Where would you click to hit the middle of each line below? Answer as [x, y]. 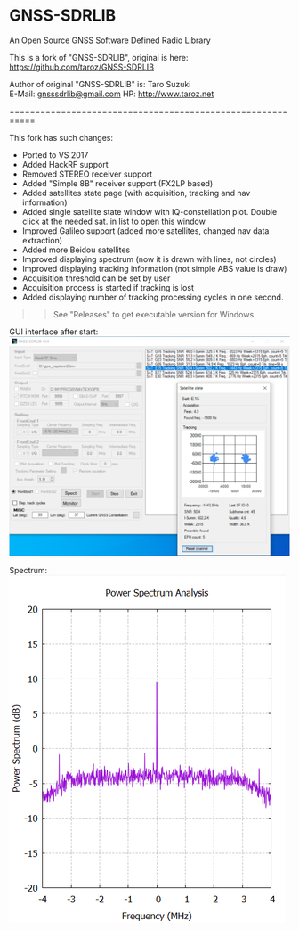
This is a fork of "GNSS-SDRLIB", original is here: [99, 57]
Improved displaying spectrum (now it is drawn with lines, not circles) [149, 259]
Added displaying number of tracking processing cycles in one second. [153, 297]
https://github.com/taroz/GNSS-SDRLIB [81, 67]
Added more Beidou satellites [76, 250]
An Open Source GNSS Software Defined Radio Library [110, 40]
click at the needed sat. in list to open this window [114, 221]
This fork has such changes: [61, 137]
